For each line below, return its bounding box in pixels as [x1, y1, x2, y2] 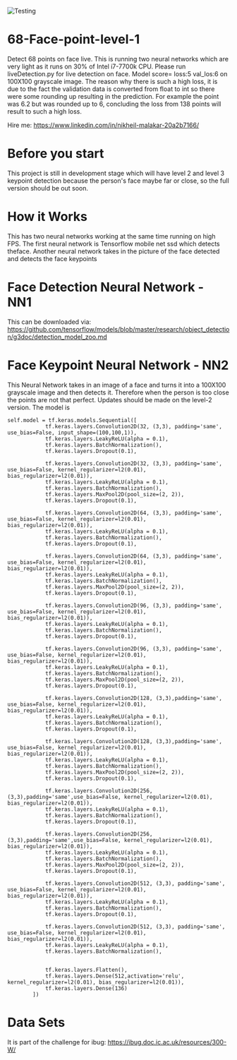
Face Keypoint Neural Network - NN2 [7, 357, 229, 373]
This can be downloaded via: [7, 318, 92, 326]
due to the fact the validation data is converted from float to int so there [7, 85, 215, 93]
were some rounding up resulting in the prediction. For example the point [7, 92, 219, 100]
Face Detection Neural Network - [7, 279, 205, 295]
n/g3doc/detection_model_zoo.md [7, 332, 107, 341]
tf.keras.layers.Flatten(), [44, 966, 128, 973]
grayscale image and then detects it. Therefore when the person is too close [7, 388, 229, 397]
